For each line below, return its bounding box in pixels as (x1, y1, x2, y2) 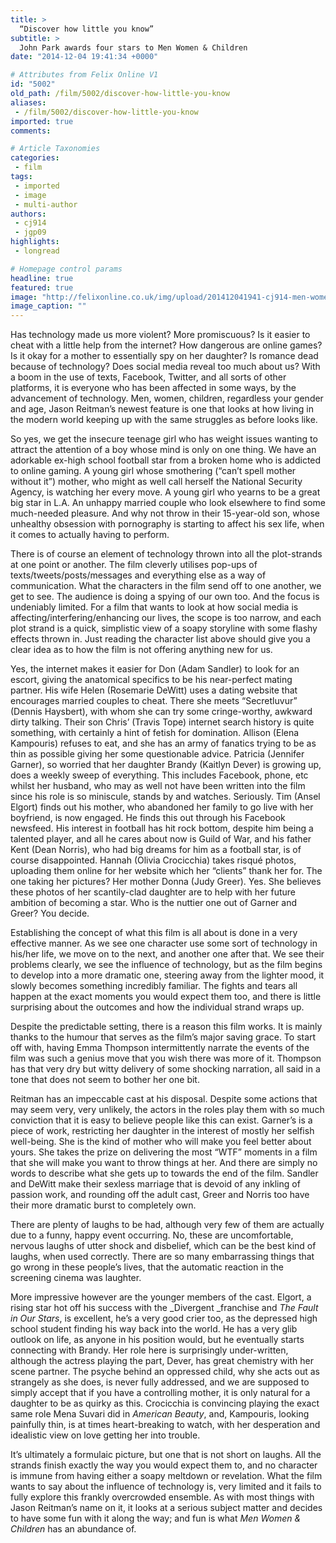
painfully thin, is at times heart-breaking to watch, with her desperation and (10, 1419, 321, 1431)
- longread (14, 246, 60, 256)
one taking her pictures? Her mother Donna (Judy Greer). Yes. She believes (10, 876, 322, 888)
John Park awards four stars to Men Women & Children (19, 42, 248, 53)
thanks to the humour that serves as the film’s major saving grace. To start (10, 1031, 317, 1043)
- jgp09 (14, 227, 47, 238)
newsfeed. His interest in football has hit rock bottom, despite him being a (10, 822, 314, 835)
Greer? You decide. (10, 907, 90, 920)
